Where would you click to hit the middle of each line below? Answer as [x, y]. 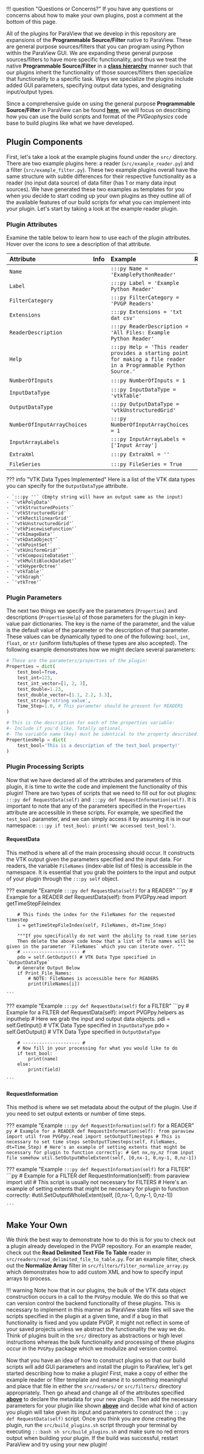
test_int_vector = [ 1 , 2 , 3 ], [53, 683]
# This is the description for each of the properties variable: [90, 723]
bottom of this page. [32, 22]
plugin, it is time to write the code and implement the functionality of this [97, 786]
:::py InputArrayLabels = [148, 439]
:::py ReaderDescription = [149, 326]
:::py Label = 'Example [144, 283]
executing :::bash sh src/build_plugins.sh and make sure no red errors [98, 1431]
